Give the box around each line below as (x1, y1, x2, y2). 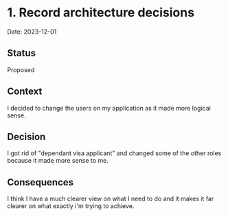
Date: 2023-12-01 (7, 27, 57, 36)
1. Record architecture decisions (7, 5, 194, 21)
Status (7, 47, 36, 59)
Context (7, 86, 43, 98)
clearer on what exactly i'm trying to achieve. (7, 202, 135, 210)
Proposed (7, 65, 35, 73)
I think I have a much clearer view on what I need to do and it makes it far (7, 194, 214, 203)
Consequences (7, 176, 74, 188)
